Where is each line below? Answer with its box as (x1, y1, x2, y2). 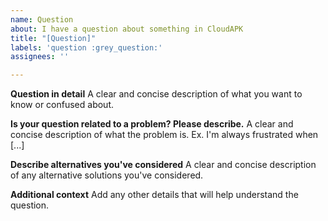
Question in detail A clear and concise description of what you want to (10, 88, 303, 100)
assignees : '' (10, 52, 70, 62)
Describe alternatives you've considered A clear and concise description (10, 159, 317, 171)
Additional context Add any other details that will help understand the (10, 189, 299, 201)
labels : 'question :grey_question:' (10, 42, 163, 53)
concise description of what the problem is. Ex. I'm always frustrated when (10, 129, 319, 141)
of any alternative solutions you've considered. (10, 169, 204, 181)
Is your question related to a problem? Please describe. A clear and (10, 118, 294, 130)
